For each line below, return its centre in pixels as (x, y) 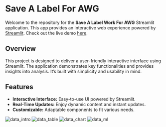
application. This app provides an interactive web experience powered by (81, 27)
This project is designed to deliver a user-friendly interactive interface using (83, 61)
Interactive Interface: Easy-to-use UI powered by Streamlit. (74, 99)
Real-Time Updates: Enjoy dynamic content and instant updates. (79, 104)
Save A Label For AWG (52, 9)
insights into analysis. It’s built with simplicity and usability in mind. (74, 71)
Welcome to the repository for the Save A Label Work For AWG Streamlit (80, 22)
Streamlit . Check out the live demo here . (47, 33)
